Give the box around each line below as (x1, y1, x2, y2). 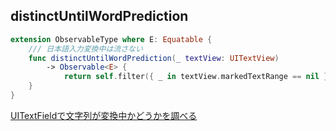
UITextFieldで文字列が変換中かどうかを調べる (10, 109, 198, 121)
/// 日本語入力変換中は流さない (28, 44, 143, 54)
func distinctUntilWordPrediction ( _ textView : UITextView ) (28, 53, 280, 63)
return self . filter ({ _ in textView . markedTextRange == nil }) (63, 72, 333, 82)
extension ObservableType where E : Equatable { (10, 34, 213, 44)
